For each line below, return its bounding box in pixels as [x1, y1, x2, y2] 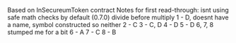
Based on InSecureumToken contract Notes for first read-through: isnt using [7, 6, 229, 14]
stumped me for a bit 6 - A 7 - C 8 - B [7, 28, 117, 36]
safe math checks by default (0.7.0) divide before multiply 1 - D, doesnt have [7, 13, 230, 21]
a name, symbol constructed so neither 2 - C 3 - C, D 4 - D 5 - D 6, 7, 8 [7, 21, 214, 28]
